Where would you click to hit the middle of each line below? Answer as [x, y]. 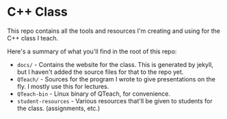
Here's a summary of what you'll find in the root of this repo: [92, 51]
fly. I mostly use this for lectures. [63, 86]
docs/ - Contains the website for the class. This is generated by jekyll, [115, 64]
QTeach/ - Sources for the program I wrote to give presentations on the [116, 79]
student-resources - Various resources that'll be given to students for [115, 101]
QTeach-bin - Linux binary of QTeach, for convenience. [94, 94]
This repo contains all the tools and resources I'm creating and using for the [114, 31]
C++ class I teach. [33, 38]
